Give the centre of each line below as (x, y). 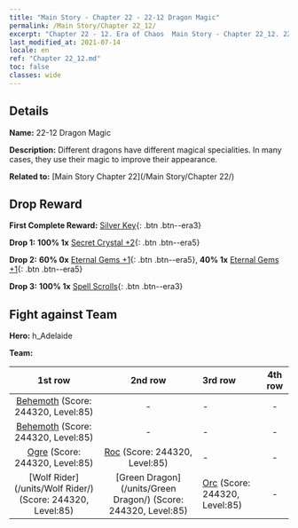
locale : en (29, 51)
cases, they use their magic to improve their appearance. (114, 159)
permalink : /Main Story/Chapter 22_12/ (83, 26)
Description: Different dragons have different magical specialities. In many (145, 150)
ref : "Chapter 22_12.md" (55, 59)
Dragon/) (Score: (148, 500)
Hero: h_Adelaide (41, 336)
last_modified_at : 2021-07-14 (65, 42)
